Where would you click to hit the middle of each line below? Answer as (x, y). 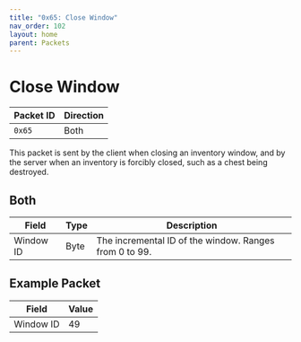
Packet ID (34, 116)
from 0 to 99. (124, 252)
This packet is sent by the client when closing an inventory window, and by (147, 153)
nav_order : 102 (38, 26)
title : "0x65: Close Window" (64, 18)
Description (192, 225)
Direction (84, 116)
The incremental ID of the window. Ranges (185, 241)
